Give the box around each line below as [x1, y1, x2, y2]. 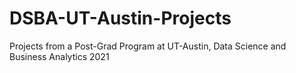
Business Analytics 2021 [9, 50, 110, 62]
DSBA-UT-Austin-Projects [9, 7, 232, 30]
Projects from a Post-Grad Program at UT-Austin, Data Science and [9, 40, 287, 52]
